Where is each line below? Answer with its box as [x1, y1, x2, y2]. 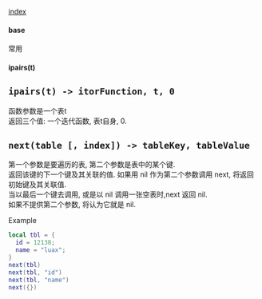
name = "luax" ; [15, 246, 66, 254]
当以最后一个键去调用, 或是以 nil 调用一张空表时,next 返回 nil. [8, 189, 208, 199]
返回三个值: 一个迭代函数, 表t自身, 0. [8, 116, 128, 126]
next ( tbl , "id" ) [8, 268, 62, 277]
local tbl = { [8, 231, 56, 239]
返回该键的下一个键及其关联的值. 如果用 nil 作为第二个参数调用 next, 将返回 [8, 169, 254, 179]
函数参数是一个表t [8, 106, 67, 115]
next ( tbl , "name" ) [8, 276, 69, 284]
